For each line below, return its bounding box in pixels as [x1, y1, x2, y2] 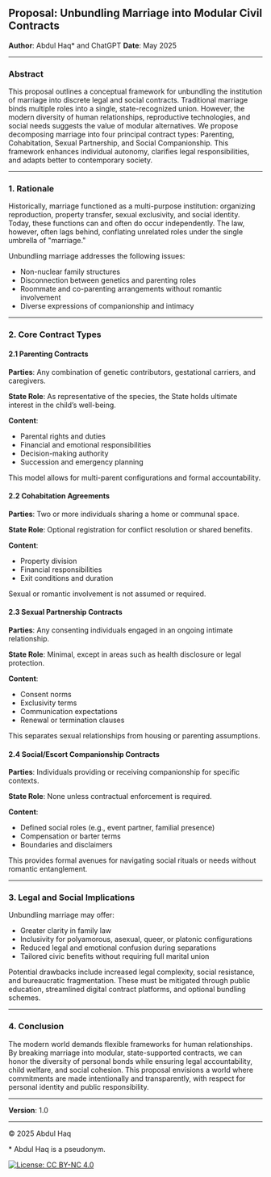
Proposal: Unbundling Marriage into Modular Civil [8, 6, 263, 20]
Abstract [8, 68, 44, 79]
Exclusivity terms [19, 698, 77, 708]
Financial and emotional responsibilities [19, 439, 152, 449]
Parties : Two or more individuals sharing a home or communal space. [8, 509, 240, 519]
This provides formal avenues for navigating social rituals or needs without [8, 855, 256, 865]
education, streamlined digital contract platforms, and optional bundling [8, 985, 246, 994]
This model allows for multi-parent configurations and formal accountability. [8, 473, 261, 482]
